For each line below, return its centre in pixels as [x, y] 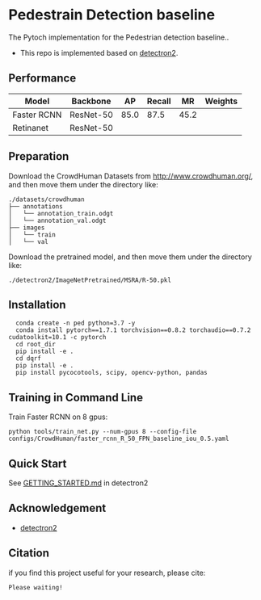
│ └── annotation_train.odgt [61, 213]
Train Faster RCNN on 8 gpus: [58, 417]
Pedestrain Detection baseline [112, 15]
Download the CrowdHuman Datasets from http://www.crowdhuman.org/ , [131, 176]
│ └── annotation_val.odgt [57, 220]
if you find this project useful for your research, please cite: [107, 573]
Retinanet [30, 128]
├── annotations [36, 206]
